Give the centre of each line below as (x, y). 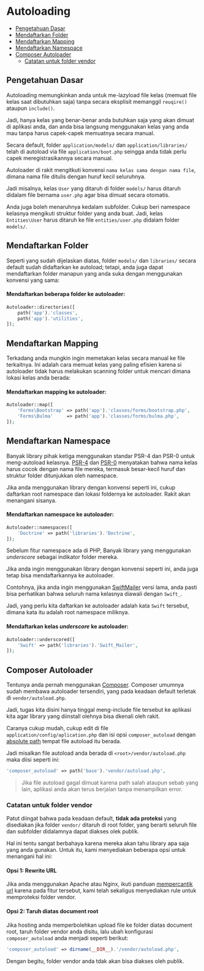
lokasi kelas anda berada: (38, 378)
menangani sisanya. (32, 500)
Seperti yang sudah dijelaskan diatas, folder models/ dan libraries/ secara (101, 260)
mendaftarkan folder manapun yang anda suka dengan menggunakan (94, 273)
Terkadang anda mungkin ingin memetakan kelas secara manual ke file (96, 358)
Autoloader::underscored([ (41, 639)
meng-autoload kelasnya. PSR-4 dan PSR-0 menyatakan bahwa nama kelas (102, 462)
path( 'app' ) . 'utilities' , (51, 318)
